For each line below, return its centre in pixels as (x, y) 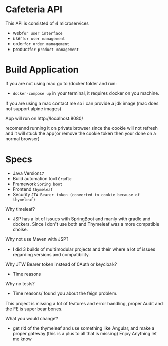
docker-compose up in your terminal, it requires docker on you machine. (86, 93)
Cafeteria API (34, 9)
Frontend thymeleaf (33, 189)
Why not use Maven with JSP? (37, 239)
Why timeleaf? (20, 209)
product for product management (46, 49)
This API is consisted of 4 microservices (47, 23)
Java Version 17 (28, 173)
